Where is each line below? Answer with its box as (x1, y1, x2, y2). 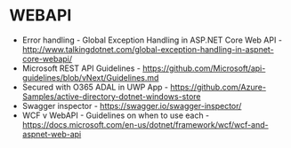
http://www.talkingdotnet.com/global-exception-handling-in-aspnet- (21, 43, 274, 54)
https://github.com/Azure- (170, 82, 267, 92)
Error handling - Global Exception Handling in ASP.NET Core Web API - (21, 35, 283, 45)
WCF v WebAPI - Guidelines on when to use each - (21, 110, 210, 121)
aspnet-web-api (21, 129, 82, 139)
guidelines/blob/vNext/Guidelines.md (21, 72, 159, 82)
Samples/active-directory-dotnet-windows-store (21, 90, 202, 102)
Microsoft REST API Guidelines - (21, 63, 141, 74)
